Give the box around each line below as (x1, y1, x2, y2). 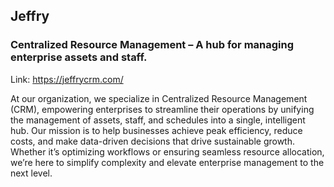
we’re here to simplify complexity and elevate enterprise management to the (10, 156, 325, 168)
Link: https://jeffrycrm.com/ (10, 73, 124, 85)
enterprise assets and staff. (10, 50, 148, 64)
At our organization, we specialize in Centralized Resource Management (10, 92, 308, 104)
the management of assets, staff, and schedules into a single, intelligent (10, 114, 306, 126)
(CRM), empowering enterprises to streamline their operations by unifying (10, 103, 315, 115)
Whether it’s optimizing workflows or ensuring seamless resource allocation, (10, 145, 325, 158)
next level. (10, 167, 53, 179)
